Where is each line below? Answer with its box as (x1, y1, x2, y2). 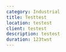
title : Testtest (6, 14, 47, 20)
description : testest (6, 31, 61, 37)
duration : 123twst (6, 36, 52, 42)
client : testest (6, 25, 47, 32)
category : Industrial (6, 8, 61, 15)
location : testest (6, 20, 52, 26)
